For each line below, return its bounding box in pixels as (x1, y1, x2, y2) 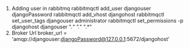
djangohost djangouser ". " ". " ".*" (11, 23, 92, 30)
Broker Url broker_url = (11, 29, 67, 36)
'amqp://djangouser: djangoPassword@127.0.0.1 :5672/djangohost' (11, 36, 170, 42)
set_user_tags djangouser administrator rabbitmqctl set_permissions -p (11, 17, 184, 24)
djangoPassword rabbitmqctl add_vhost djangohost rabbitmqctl (11, 11, 165, 18)
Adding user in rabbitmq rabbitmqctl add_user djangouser (11, 5, 152, 12)
